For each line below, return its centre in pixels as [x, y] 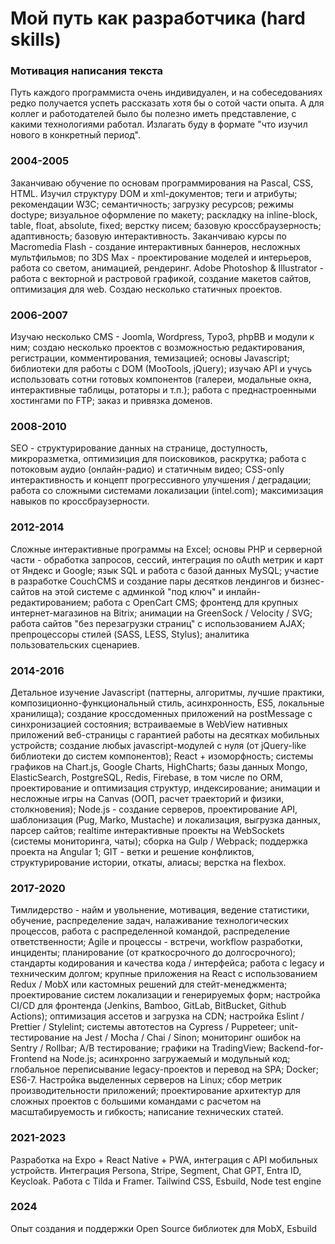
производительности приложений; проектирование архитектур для [155, 1091]
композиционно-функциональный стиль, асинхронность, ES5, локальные [167, 703]
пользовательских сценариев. [75, 644]
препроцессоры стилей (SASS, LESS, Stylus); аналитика [130, 634]
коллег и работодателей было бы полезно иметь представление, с [153, 114]
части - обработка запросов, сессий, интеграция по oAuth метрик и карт [167, 559]
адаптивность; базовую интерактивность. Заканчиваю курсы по [148, 236]
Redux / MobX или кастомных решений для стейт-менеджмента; [149, 984]
